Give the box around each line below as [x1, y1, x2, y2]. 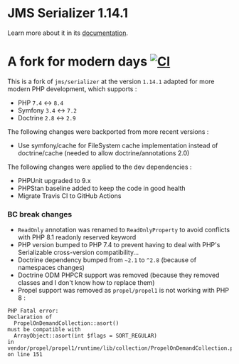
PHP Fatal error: [7, 308, 59, 315]
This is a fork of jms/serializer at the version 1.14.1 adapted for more [7, 77, 215, 85]
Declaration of [7, 313, 53, 321]
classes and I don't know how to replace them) [17, 279, 155, 287]
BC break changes [7, 209, 73, 219]
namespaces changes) [17, 264, 85, 272]
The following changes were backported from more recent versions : [7, 127, 209, 136]
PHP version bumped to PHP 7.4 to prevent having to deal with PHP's [17, 241, 221, 249]
